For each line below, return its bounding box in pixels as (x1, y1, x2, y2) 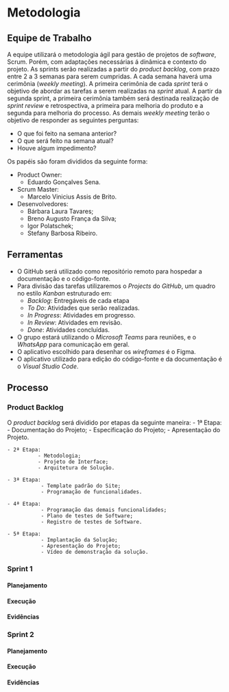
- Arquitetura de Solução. (37, 464, 115, 471)
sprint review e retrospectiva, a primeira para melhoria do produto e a (7, 102, 204, 109)
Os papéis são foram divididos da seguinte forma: (7, 157, 148, 166)
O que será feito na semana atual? (16, 137, 114, 145)
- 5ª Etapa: (7, 531, 41, 537)
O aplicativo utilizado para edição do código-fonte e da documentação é (16, 355, 223, 363)
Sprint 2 (7, 630, 34, 640)
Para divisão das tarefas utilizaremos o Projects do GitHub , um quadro (16, 282, 216, 290)
